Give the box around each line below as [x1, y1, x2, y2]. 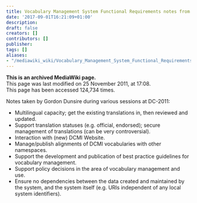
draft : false [6, 25, 38, 31]
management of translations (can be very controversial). [14, 127, 151, 135]
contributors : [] [6, 36, 49, 42]
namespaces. [14, 146, 47, 153]
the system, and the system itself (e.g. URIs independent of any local [14, 184, 181, 191]
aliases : [6, 52, 28, 58]
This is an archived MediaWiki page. [6, 74, 96, 81]
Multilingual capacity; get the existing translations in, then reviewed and [14, 109, 188, 116]
